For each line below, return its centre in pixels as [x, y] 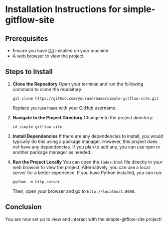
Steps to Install [29, 72]
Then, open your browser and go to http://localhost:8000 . [74, 191]
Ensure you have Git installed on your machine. [61, 51]
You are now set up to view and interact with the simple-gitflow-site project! [83, 219]
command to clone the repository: [47, 89]
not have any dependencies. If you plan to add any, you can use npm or [86, 146]
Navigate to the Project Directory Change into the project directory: [83, 117]
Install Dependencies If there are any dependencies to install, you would [88, 136]
